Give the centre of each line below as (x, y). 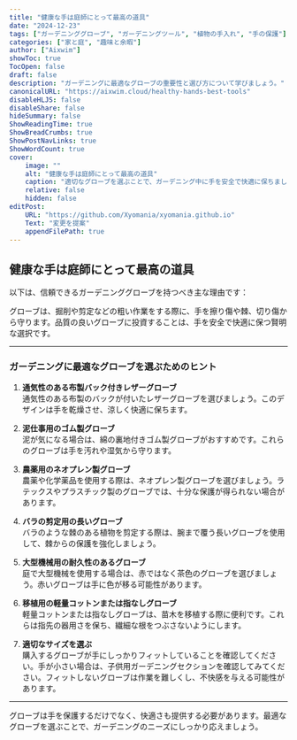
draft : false (33, 75)
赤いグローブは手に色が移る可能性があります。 (122, 584)
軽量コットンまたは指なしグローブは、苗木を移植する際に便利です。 (145, 614)
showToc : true (35, 58)
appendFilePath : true (65, 231)
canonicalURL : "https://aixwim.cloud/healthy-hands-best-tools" (130, 91)
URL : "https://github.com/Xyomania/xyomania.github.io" (130, 215)
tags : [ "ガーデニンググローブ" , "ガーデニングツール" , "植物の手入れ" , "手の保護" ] (148, 34)
